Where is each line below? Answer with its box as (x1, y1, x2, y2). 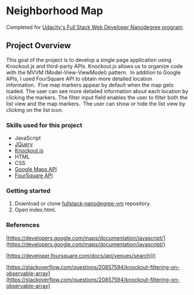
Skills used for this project (6, 121, 82, 129)
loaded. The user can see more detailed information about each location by (6, 87, 189, 95)
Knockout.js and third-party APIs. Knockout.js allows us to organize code (6, 62, 183, 69)
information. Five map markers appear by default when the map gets (6, 81, 174, 88)
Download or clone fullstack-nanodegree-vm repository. (14, 200, 152, 207)
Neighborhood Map (6, 4, 103, 18)
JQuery (14, 141, 34, 148)
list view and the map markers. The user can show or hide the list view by (6, 100, 186, 107)
